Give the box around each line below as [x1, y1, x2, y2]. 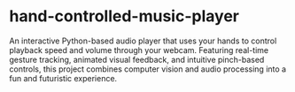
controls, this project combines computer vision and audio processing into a [9, 64, 286, 74]
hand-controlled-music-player [9, 6, 239, 27]
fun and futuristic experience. [9, 73, 118, 83]
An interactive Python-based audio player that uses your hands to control [9, 35, 277, 46]
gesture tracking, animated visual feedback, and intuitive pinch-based [9, 54, 265, 65]
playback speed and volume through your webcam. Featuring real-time [9, 44, 268, 55]
